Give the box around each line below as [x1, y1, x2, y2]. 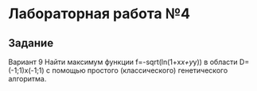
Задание [8, 36, 54, 50]
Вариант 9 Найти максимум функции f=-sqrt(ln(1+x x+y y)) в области [8, 57, 238, 66]
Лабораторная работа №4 [8, 5, 191, 23]
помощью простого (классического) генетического [52, 66, 228, 75]
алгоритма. [8, 74, 47, 83]
